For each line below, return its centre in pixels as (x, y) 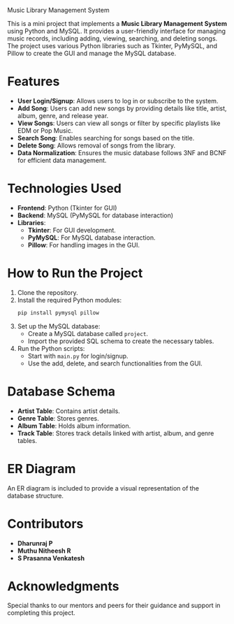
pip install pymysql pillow (58, 313)
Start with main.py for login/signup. (78, 356)
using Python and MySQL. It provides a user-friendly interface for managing (116, 31)
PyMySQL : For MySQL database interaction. (92, 238)
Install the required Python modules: (70, 300)
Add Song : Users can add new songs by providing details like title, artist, (122, 108)
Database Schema (61, 391)
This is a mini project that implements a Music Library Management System (117, 23)
